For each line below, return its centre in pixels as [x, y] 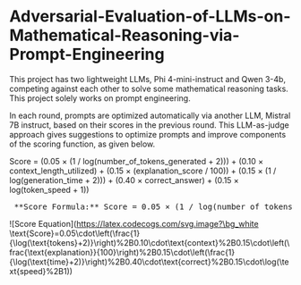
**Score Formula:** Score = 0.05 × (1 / [104, 206]
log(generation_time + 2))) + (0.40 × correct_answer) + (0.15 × [124, 180]
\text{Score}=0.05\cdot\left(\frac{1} [75, 233]
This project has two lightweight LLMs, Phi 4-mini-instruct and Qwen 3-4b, [148, 79]
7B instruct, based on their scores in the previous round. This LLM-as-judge [149, 125]
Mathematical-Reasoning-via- [125, 35]
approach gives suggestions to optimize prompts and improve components [148, 134]
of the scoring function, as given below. [82, 144]
